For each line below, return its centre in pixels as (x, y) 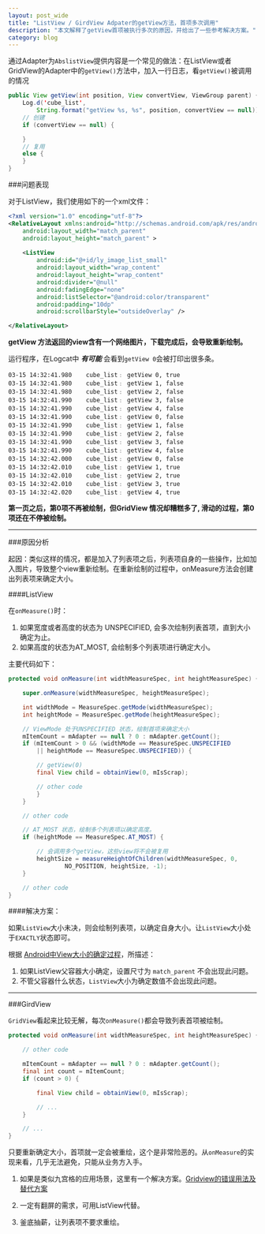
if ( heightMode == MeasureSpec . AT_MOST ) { (93, 837)
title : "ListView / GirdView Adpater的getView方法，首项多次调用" (114, 23)
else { (33, 154)
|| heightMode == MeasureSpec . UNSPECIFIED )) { (114, 751)
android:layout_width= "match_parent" (84, 231)
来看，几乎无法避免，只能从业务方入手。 (80, 1162)
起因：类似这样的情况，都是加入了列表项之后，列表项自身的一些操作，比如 (129, 559)
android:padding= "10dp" (75, 305)
